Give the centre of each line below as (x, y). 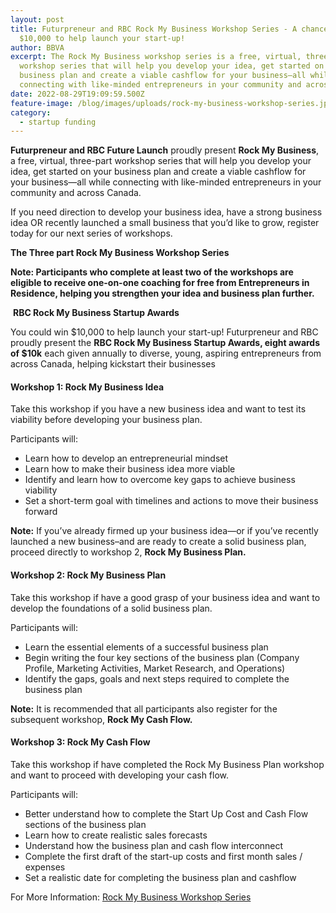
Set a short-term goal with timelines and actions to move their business (171, 501)
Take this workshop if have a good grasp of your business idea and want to (165, 597)
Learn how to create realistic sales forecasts (116, 835)
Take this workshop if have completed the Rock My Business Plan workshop (167, 764)
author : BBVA (37, 47)
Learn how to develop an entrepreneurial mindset (126, 458)
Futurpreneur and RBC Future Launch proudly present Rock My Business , (165, 150)
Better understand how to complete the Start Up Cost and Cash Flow (166, 813)
